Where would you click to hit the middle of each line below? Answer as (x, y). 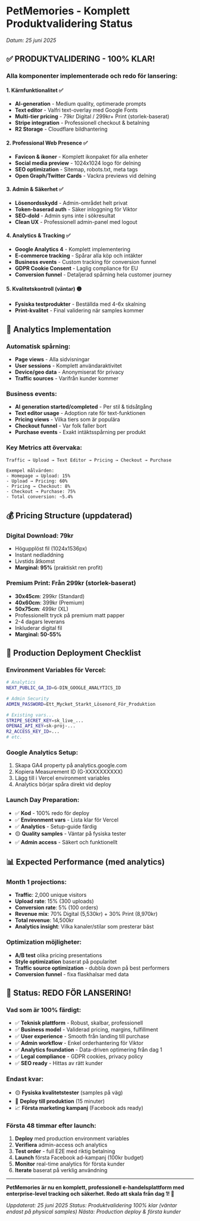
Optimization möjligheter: (44, 942)
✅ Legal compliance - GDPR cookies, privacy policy (79, 1057)
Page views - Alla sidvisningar (52, 359)
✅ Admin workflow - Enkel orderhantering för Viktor (79, 1043)
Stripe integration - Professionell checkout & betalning (82, 123)
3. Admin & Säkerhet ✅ (35, 189)
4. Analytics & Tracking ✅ (38, 236)
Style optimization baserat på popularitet (66, 961)
